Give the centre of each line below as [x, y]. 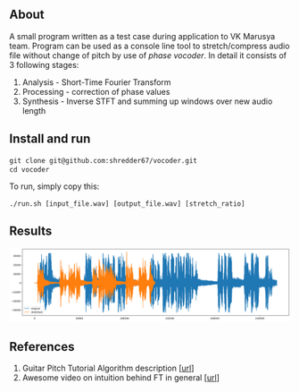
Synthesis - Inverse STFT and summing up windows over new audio [147, 101]
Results [31, 231]
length [34, 110]
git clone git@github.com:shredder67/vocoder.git [104, 160]
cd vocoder [29, 169]
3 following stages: [44, 64]
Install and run [50, 139]
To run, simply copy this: [54, 186]
